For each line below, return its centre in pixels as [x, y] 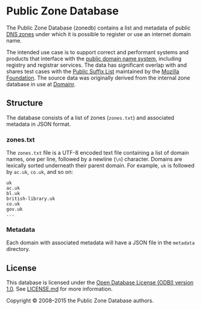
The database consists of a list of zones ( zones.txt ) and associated [90, 117]
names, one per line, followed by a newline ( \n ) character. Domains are [94, 159]
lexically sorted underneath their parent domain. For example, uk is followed [101, 166]
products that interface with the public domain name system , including [94, 58]
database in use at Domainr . [41, 84]
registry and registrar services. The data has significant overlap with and [97, 65]
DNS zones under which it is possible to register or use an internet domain [99, 34]
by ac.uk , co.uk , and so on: [40, 172]
